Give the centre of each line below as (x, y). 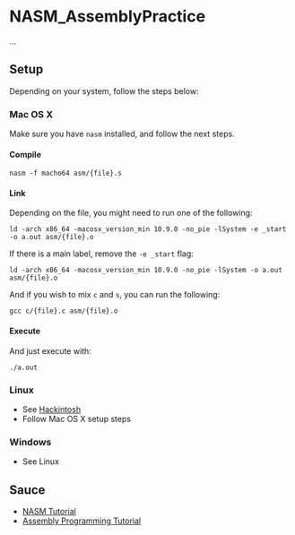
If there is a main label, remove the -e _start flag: (102, 254)
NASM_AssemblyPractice (108, 17)
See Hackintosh (52, 409)
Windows (30, 442)
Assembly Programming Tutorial (82, 521)
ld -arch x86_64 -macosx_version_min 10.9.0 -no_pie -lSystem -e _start (148, 229)
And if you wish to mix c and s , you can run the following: (115, 295)
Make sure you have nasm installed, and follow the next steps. (122, 134)
